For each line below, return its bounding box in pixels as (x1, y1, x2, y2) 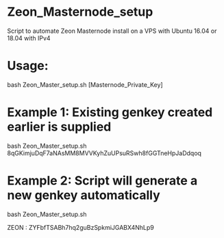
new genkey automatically (7, 187, 161, 202)
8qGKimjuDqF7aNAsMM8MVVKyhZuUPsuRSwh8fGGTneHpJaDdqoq (7, 148, 202, 157)
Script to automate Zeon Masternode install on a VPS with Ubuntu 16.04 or (7, 27, 217, 35)
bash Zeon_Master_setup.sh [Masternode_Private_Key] (7, 80, 163, 89)
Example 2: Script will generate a (7, 173, 198, 188)
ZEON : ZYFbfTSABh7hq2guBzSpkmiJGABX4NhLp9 (7, 223, 154, 231)
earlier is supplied (7, 119, 112, 135)
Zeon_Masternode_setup (7, 4, 153, 20)
